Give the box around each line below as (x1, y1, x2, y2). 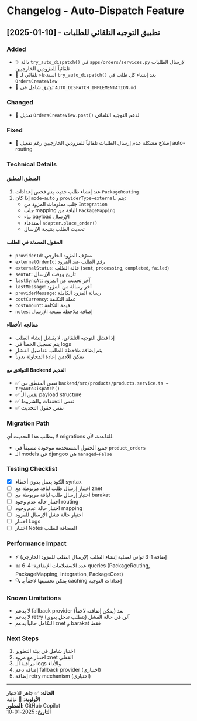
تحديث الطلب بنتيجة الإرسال (23, 225, 85, 232)
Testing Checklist (6, 465, 58, 473)
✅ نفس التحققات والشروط (15, 397, 75, 405)
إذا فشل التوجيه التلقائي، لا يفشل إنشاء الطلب (15, 334, 115, 341)
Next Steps (6, 634, 39, 642)
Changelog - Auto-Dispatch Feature (6, 4, 185, 18)
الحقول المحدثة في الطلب (6, 239, 63, 246)
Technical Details (6, 160, 57, 168)
